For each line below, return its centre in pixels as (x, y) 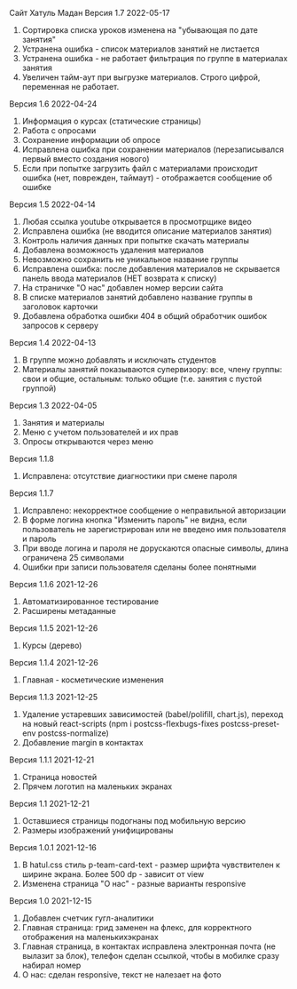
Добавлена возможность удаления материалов (113, 250)
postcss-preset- (250, 724)
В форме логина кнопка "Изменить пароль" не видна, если (134, 520)
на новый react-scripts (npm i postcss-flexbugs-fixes (120, 724)
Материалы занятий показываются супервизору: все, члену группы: (152, 369)
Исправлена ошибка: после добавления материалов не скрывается (151, 269)
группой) (39, 388)
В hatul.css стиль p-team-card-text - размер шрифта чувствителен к (151, 865)
